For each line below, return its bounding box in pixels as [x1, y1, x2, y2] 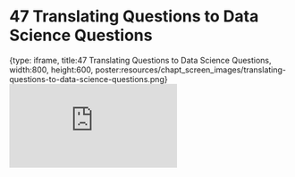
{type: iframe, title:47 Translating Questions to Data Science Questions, [9, 55, 272, 65]
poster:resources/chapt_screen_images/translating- [95, 64, 287, 75]
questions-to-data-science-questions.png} [9, 73, 168, 84]
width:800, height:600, [9, 64, 94, 75]
